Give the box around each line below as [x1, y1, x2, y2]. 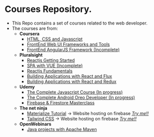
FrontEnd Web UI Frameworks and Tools [26, 41, 110, 47]
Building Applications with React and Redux [26, 78, 117, 84]
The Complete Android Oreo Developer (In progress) [26, 94, 135, 100]
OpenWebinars [19, 121, 51, 127]
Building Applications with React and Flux [26, 73, 112, 79]
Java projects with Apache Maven [26, 126, 97, 132]
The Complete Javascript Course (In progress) [26, 89, 123, 95]
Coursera [19, 30, 39, 36]
